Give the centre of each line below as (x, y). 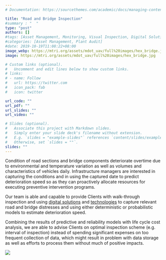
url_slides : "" (21, 110)
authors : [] (17, 33)
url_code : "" (19, 101)
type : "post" (19, 28)
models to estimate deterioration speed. (46, 212)
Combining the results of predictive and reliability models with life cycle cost (83, 222)
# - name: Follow (23, 78)
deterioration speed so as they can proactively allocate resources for (75, 182)
